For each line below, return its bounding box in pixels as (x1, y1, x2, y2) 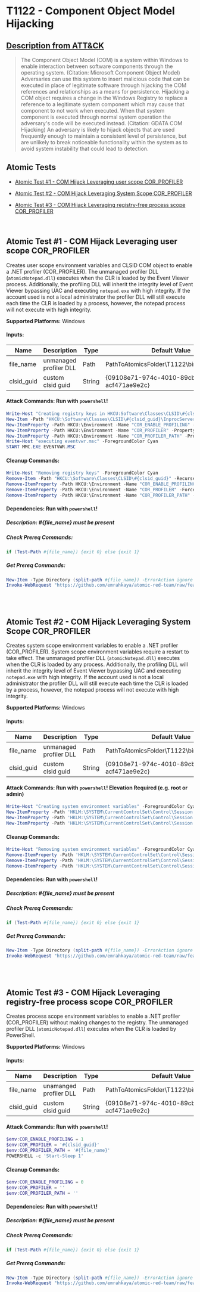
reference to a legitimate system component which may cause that (20, 101, 185, 108)
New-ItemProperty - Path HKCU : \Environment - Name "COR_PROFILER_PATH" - (6, 433, 187, 439)
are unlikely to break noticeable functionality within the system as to (20, 139, 188, 145)
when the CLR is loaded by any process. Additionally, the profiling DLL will (6, 661, 189, 668)
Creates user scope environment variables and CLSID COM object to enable (6, 261, 193, 269)
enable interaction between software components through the (20, 63, 173, 70)
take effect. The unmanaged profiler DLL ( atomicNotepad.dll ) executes (6, 655, 180, 662)
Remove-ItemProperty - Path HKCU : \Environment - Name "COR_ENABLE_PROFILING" (6, 481, 198, 487)
